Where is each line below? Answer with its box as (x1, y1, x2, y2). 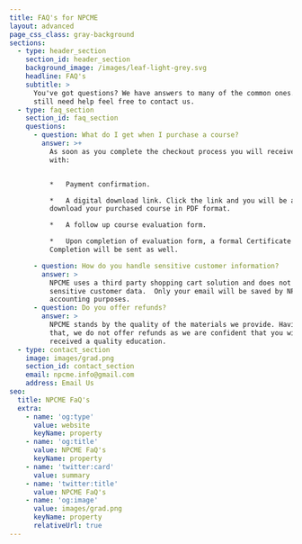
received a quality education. (49, 337, 167, 346)
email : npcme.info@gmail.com (25, 370, 135, 379)
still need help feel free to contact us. (32, 96, 195, 106)
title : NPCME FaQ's (17, 395, 91, 404)
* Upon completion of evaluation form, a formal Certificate (49, 237, 292, 246)
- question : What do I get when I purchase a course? (32, 131, 240, 140)
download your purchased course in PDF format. (49, 204, 231, 213)
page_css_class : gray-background (9, 30, 135, 39)
